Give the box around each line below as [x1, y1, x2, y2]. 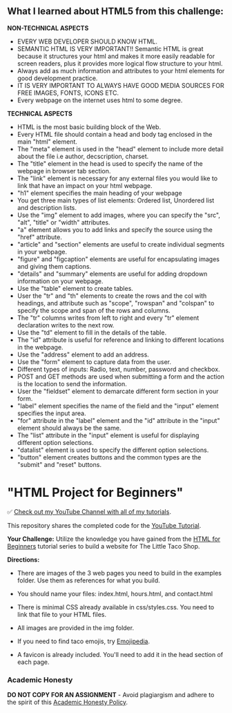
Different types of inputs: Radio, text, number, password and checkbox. [17, 365, 220, 373]
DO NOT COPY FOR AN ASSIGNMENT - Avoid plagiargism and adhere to [7, 691, 215, 699]
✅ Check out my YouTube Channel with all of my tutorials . [7, 507, 171, 515]
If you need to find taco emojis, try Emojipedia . [17, 637, 151, 645]
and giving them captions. [17, 262, 92, 270]
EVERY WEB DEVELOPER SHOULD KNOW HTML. [17, 37, 157, 46]
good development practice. [17, 74, 98, 82]
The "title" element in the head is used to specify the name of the [17, 159, 203, 168]
